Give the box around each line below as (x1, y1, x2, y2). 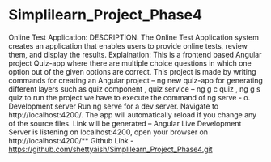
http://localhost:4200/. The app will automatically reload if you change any (8, 109, 257, 119)
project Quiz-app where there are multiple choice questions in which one (8, 58, 252, 68)
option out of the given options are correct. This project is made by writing (8, 66, 256, 76)
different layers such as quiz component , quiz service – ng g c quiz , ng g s (8, 83, 260, 94)
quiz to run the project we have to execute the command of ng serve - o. (8, 92, 251, 102)
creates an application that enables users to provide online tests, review (8, 40, 248, 50)
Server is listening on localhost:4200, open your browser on (8, 127, 209, 137)
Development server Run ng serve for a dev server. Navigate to (8, 101, 219, 111)
